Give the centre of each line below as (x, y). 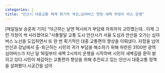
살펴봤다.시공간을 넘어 (31, 65)
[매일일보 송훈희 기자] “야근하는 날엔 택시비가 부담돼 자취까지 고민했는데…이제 (80, 29)
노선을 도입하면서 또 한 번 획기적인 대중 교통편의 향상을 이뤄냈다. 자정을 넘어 (87, 41)
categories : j (20, 10)
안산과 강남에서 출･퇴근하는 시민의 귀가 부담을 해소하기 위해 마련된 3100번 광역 (81, 47)
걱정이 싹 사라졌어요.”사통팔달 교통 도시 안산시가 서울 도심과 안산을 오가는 (80, 35)
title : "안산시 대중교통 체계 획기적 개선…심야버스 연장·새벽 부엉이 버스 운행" (75, 14)
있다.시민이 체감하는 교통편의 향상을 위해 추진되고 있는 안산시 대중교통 (81, 59)
